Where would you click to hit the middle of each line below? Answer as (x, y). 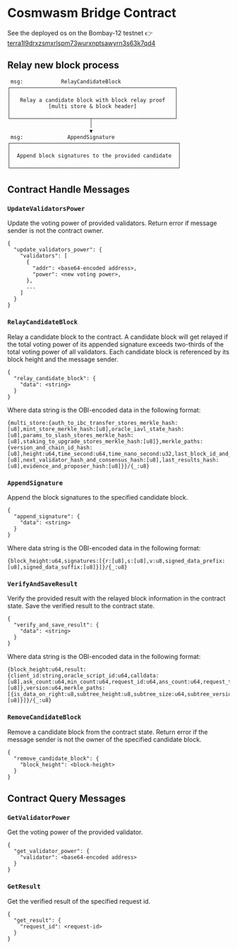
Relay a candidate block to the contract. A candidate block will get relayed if (118, 337)
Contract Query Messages (67, 799)
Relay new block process (63, 65)
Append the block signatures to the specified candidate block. (98, 497)
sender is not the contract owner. (55, 231)
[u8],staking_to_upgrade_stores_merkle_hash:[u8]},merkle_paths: (105, 441)
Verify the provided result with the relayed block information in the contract (116, 598)
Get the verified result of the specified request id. (79, 901)
